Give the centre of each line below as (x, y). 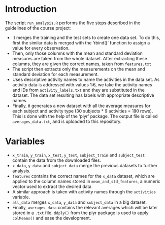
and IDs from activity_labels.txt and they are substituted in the (78, 90)
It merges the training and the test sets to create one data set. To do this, (86, 37)
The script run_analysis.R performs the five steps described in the (73, 23)
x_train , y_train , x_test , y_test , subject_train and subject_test (79, 155)
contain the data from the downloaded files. (57, 160)
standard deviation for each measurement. (55, 74)
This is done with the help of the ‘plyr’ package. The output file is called (85, 116)
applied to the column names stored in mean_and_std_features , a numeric (86, 181)
